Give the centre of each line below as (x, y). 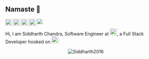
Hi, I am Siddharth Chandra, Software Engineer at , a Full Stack (74, 34)
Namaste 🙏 (23, 9)
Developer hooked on (28, 42)
